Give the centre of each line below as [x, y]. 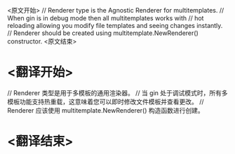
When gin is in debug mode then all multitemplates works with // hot [106, 18]
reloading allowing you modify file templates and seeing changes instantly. [115, 26]
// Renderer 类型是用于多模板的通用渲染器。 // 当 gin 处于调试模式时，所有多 [117, 92]
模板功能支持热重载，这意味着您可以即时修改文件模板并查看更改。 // [106, 101]
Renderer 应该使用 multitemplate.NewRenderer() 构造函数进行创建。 [106, 110]
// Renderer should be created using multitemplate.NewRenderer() [103, 33]
